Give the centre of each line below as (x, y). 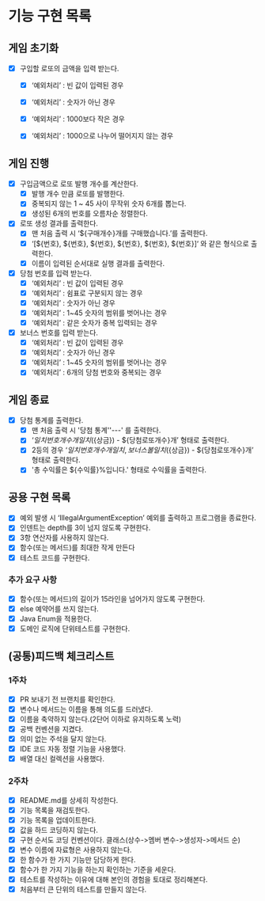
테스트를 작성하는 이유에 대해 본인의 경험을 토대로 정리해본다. (114, 880)
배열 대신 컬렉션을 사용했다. (62, 759)
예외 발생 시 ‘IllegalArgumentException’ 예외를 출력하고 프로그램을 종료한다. (138, 518)
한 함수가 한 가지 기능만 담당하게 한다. (78, 859)
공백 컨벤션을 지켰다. (51, 728)
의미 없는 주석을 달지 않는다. (63, 739)
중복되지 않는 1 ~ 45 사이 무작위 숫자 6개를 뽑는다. (109, 203)
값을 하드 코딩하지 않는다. (59, 830)
